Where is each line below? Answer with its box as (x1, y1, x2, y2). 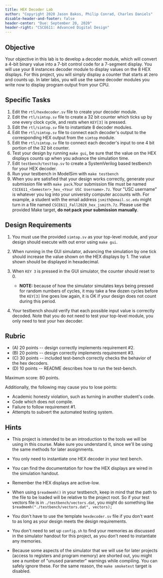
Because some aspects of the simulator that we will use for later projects (12, 547, 158, 554)
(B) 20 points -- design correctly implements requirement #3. (12, 350, 135, 356)
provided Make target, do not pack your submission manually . (12, 207, 139, 213)
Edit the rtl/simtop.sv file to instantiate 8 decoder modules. (12, 124, 132, 130)
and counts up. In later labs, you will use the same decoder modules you (5, 76, 150, 83)
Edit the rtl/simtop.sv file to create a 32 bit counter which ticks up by (12, 114, 152, 119)
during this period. (19, 298, 57, 304)
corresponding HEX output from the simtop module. (12, 135, 115, 140)
